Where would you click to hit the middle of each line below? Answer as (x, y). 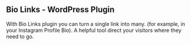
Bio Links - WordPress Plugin (60, 10)
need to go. (20, 36)
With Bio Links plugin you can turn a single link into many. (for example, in (96, 24)
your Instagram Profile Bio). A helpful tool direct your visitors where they (94, 30)
